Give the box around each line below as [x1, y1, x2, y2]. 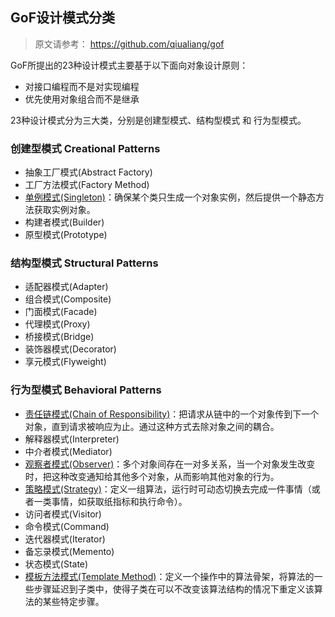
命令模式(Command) [24, 520, 110, 532]
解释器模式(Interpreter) [24, 433, 120, 445]
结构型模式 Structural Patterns [10, 256, 159, 270]
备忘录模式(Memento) [24, 545, 115, 557]
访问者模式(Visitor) [24, 508, 102, 520]
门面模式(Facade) [24, 306, 98, 318]
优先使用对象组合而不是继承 [24, 93, 140, 105]
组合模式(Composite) [24, 293, 112, 305]
